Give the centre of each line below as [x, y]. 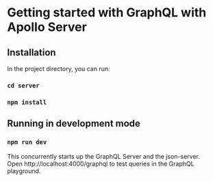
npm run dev [27, 142]
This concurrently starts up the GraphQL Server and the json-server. [103, 156]
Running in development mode [74, 123]
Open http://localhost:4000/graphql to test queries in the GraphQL [101, 164]
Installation [32, 52]
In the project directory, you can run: [59, 69]
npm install [27, 102]
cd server [23, 86]
